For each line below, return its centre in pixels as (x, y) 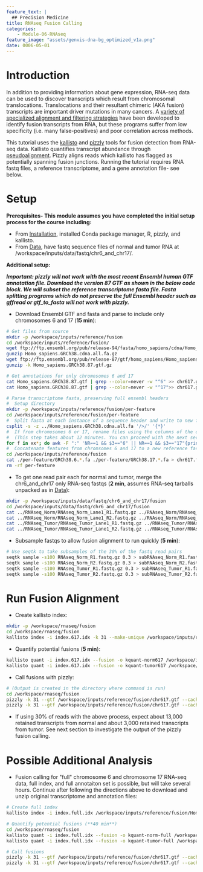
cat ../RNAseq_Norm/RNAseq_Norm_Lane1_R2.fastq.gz (71, 518)
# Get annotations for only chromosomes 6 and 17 (70, 376)
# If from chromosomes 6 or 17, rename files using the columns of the (100, 432)
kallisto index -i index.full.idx (50, 813)
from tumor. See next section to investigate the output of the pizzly (98, 729)
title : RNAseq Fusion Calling (44, 23)
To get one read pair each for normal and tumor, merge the (88, 477)
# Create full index (32, 807)
